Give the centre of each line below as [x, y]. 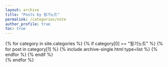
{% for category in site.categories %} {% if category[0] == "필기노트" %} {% [84, 44]
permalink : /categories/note [36, 19]
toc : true [16, 29]
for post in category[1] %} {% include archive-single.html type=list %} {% [81, 49]
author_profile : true [28, 24]
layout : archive [22, 10]
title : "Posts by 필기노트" [32, 15]
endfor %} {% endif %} [29, 55]
